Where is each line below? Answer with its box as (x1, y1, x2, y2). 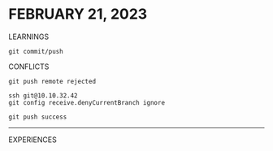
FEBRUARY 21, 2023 (8, 5, 148, 24)
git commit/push (8, 47, 63, 55)
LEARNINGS (8, 32, 50, 41)
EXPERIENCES (8, 135, 57, 145)
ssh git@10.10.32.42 (8, 91, 79, 100)
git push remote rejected (8, 77, 96, 85)
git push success (8, 113, 67, 121)
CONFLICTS (8, 62, 50, 71)
